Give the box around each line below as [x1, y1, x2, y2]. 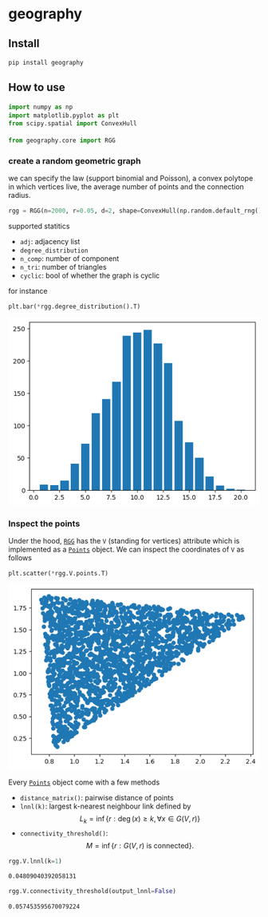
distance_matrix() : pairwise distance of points [19, 792, 174, 802]
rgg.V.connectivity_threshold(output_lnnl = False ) [8, 887, 177, 895]
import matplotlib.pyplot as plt [8, 111, 120, 120]
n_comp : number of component [19, 254, 120, 263]
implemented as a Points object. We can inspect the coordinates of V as [8, 544, 245, 555]
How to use [8, 81, 65, 94]
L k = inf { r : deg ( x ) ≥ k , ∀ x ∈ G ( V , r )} [79, 813, 201, 825]
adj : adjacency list [19, 237, 81, 247]
